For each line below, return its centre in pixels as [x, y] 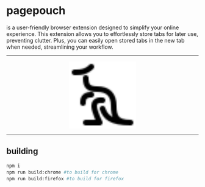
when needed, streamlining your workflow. [60, 47]
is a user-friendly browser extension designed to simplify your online [93, 27]
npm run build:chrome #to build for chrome [63, 172]
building [22, 151]
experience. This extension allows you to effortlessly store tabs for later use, [102, 34]
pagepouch [36, 11]
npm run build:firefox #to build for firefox [65, 178]
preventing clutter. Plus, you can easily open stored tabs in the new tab [95, 40]
